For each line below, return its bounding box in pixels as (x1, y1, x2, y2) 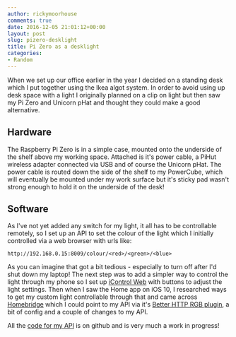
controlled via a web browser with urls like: (7, 237, 132, 245)
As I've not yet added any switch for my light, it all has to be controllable (7, 222, 217, 230)
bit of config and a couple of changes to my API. (7, 308, 148, 317)
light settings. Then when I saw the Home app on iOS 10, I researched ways (7, 285, 228, 294)
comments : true (7, 17, 52, 24)
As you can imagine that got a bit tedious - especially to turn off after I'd (7, 263, 217, 271)
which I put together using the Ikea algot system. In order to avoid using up (7, 83, 225, 92)
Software (7, 203, 49, 215)
